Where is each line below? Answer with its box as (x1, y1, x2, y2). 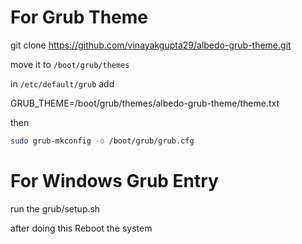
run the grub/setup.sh (10, 202, 101, 215)
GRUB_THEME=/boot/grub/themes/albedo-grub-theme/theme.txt (10, 97, 280, 109)
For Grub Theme (10, 6, 148, 29)
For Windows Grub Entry (10, 170, 219, 192)
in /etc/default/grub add (10, 77, 115, 90)
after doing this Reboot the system (10, 222, 153, 234)
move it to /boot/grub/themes (10, 58, 130, 70)
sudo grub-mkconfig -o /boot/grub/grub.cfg (10, 136, 195, 146)
